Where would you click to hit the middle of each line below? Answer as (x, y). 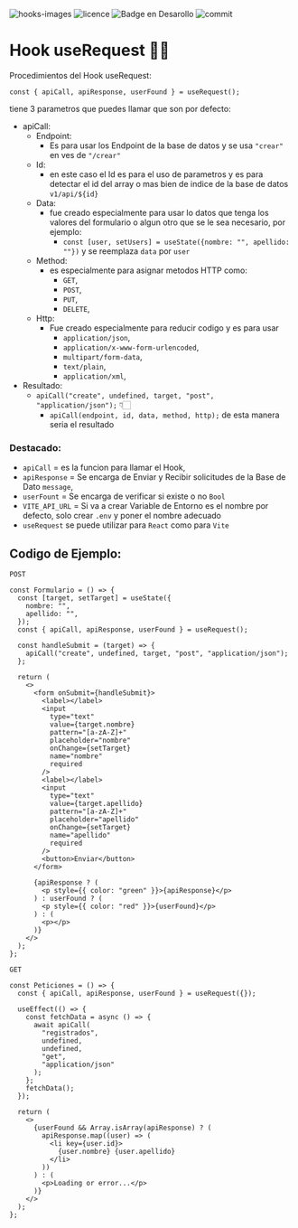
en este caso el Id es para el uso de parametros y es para (156, 174)
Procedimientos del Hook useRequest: (80, 75)
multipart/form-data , (102, 356)
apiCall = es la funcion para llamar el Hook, (104, 468)
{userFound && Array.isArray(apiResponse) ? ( (122, 1128)
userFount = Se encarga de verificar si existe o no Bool (124, 496)
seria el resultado (82, 424)
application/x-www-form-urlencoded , (131, 347)
